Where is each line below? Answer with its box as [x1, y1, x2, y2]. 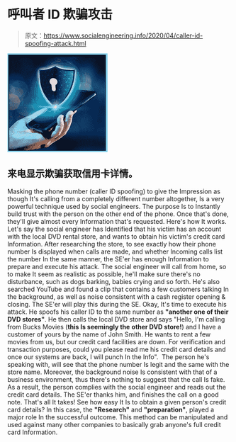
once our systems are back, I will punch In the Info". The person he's [7, 352, 210, 361]
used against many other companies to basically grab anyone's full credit [7, 420, 221, 429]
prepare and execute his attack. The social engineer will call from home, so [7, 262, 227, 271]
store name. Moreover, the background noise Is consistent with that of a [7, 368, 218, 376]
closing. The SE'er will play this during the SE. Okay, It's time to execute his [7, 300, 227, 308]
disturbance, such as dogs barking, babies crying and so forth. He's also [7, 277, 220, 285]
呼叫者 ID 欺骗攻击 [7, 6, 113, 23]
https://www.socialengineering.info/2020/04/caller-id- [43, 31, 203, 40]
